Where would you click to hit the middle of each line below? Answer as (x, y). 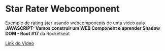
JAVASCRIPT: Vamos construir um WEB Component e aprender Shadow (83, 28)
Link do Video (20, 43)
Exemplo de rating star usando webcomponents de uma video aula (75, 23)
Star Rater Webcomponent (63, 9)
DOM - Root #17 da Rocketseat (38, 33)
